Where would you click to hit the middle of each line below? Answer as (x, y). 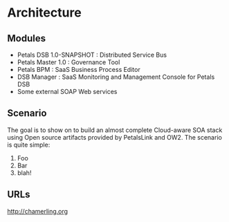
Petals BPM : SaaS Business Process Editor (79, 70)
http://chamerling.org (37, 211)
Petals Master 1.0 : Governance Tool (68, 62)
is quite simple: (29, 145)
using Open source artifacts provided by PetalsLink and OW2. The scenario (115, 137)
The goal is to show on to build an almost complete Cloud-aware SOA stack (115, 130)
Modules (27, 38)
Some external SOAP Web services (67, 92)
